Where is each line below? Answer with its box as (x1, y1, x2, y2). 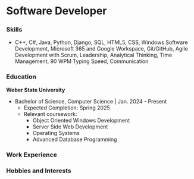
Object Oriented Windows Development (32, 117, 130, 124)
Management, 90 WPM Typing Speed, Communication (14, 58, 149, 65)
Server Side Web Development (32, 123, 108, 130)
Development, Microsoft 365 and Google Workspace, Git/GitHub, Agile (14, 45, 189, 52)
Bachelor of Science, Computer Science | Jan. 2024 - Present (14, 98, 167, 105)
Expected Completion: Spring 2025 (23, 104, 110, 111)
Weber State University (6, 86, 65, 93)
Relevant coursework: (23, 110, 77, 117)
